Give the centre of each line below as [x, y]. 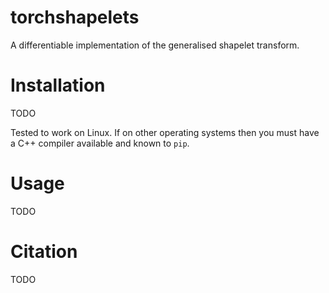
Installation [58, 85]
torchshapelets [75, 17]
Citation [44, 252]
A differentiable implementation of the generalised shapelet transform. [155, 45]
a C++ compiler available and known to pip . [100, 143]
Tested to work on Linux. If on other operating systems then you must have [165, 132]
